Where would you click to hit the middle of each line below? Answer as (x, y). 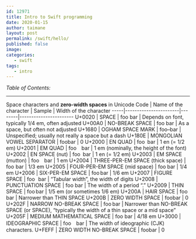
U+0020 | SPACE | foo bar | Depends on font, (129, 117)
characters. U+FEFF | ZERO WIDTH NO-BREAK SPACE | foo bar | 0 (85, 230)
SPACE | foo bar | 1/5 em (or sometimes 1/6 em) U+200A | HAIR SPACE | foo (97, 192)
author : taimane (26, 28)
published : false (27, 44)
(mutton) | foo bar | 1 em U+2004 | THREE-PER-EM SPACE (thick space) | (96, 161)
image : (14, 50)
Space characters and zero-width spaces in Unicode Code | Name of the (94, 105)
